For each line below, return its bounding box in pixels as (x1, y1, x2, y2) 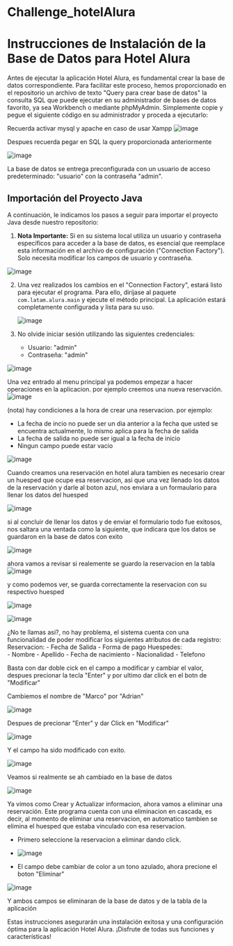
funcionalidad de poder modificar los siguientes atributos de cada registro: (7, 635, 221, 643)
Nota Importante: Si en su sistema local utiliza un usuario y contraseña (17, 231, 221, 240)
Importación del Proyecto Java (7, 192, 143, 204)
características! (7, 932, 52, 940)
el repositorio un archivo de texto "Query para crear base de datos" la (7, 88, 207, 97)
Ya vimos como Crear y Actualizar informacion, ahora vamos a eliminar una (7, 799, 223, 808)
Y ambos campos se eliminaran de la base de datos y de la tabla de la (7, 897, 207, 905)
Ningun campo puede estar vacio (17, 441, 113, 449)
